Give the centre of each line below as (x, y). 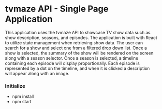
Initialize (15, 86)
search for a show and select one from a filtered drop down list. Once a (76, 48)
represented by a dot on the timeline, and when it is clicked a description (77, 68)
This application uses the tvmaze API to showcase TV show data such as (78, 32)
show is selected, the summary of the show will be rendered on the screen (79, 53)
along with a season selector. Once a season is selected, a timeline (72, 58)
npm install (23, 96)
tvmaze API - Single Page (57, 9)
